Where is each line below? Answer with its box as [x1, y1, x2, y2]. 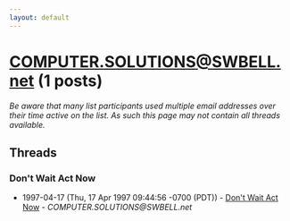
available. [9, 119, 46, 130]
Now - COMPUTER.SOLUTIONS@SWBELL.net [21, 202, 193, 213]
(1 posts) [37, 71, 104, 90]
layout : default [9, 13, 70, 22]
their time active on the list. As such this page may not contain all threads [9, 109, 281, 121]
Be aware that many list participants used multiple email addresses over [9, 100, 277, 111]
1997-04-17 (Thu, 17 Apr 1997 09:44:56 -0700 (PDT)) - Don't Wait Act [21, 192, 278, 203]
